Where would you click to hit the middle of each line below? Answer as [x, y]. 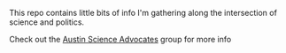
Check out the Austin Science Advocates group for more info [120, 39]
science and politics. [47, 22]
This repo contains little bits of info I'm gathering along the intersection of [143, 13]
